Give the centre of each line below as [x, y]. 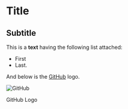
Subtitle [21, 33]
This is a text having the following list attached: [64, 47]
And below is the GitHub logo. [43, 77]
